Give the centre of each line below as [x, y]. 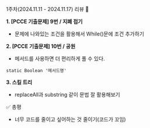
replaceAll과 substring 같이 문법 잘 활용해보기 [67, 95]
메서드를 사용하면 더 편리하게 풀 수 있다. [60, 58]
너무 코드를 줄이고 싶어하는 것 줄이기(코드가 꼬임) [70, 119]
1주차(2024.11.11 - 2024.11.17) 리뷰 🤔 [48, 9]
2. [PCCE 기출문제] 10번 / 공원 [41, 46]
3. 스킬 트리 [19, 82]
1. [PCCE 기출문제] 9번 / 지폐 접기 [44, 22]
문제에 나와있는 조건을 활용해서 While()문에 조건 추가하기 [79, 34]
